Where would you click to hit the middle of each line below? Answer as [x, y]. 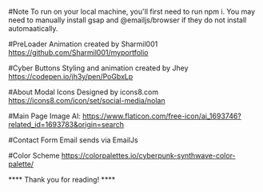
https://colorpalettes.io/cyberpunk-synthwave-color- [148, 156]
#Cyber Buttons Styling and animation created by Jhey [99, 68]
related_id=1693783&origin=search [66, 124]
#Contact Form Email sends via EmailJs [73, 140]
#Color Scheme [34, 156]
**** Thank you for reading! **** [62, 180]
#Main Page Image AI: [45, 116]
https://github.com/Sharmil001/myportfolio [78, 52]
